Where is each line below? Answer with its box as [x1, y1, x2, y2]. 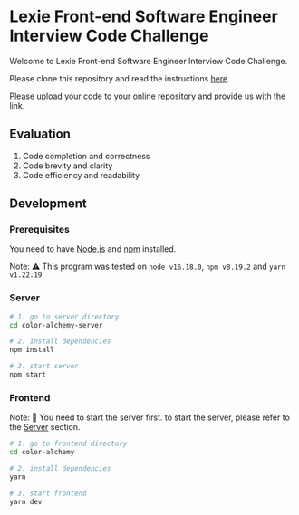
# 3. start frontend [9, 489, 88, 498]
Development [9, 196, 88, 212]
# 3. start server [9, 362, 79, 371]
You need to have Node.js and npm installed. [9, 243, 177, 254]
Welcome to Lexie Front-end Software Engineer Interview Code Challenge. [9, 55, 288, 66]
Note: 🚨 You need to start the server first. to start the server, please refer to [9, 412, 290, 423]
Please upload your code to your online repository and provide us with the [9, 91, 286, 101]
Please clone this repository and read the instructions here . [9, 72, 230, 83]
